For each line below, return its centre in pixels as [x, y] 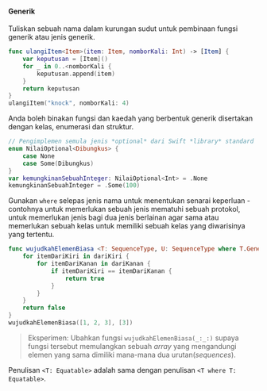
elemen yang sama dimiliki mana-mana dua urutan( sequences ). [132, 355]
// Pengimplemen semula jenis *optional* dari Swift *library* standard [131, 142]
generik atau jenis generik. [52, 37]
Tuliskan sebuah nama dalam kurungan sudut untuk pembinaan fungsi [123, 29]
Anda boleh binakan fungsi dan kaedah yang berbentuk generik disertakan [131, 118]
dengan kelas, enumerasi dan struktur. [71, 127]
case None [39, 156]
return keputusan [51, 88]
